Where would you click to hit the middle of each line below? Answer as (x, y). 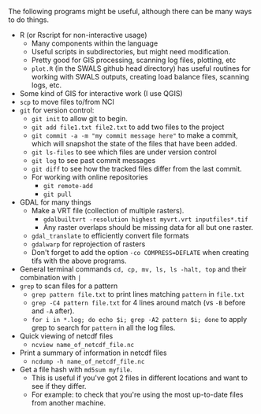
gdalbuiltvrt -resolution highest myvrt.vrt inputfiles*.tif (145, 220)
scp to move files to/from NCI (67, 102)
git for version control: (57, 110)
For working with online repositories (89, 177)
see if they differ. (59, 386)
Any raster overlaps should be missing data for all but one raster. (148, 227)
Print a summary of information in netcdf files (93, 353)
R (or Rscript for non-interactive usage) (83, 35)
